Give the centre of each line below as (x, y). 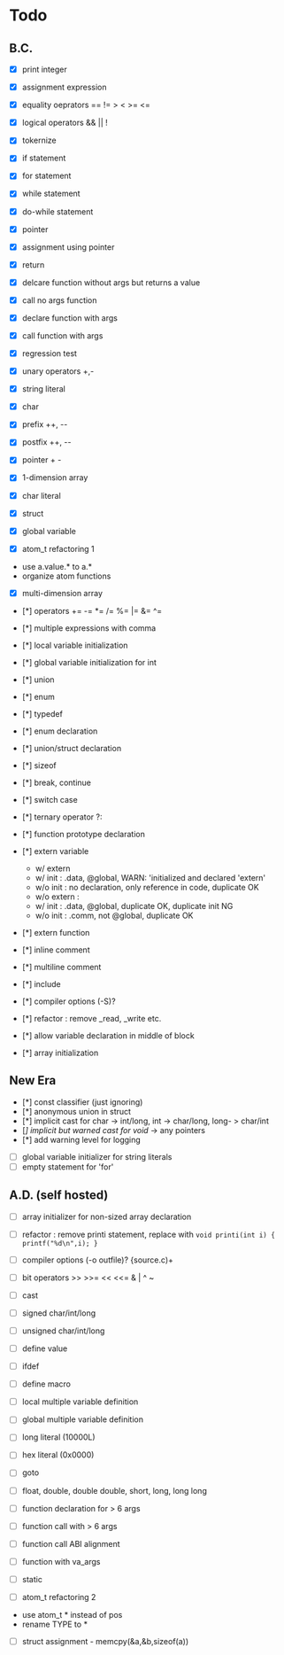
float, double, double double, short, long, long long (115, 1490)
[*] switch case (50, 799)
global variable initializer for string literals (97, 1156)
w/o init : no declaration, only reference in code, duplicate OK (147, 887)
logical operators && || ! (65, 123)
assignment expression (64, 87)
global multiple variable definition (83, 1419)
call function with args (62, 335)
